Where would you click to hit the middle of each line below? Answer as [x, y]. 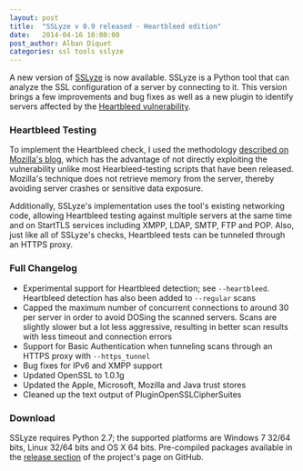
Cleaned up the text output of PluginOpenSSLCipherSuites [132, 394]
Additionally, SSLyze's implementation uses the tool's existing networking [147, 206]
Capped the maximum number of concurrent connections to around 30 [156, 307]
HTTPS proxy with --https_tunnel [86, 356]
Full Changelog [43, 268]
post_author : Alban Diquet [61, 43]
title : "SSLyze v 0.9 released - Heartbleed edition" [116, 26]
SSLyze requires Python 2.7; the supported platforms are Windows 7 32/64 [150, 438]
